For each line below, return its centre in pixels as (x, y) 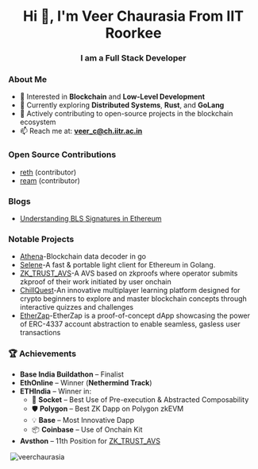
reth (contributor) (48, 172)
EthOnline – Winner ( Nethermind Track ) (86, 382)
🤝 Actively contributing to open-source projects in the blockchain (126, 114)
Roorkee (133, 33)
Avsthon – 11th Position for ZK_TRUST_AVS (90, 440)
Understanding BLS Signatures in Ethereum (90, 219)
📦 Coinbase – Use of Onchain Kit (87, 429)
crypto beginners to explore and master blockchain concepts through (133, 299)
